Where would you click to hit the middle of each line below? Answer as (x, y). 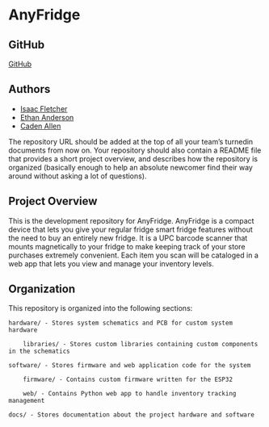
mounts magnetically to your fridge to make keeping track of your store (127, 246)
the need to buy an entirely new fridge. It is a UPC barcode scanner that (128, 238)
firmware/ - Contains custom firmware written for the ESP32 (128, 380)
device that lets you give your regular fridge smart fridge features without (130, 229)
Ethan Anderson (47, 117)
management (27, 401)
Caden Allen (40, 126)
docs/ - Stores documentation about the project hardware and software (131, 415)
